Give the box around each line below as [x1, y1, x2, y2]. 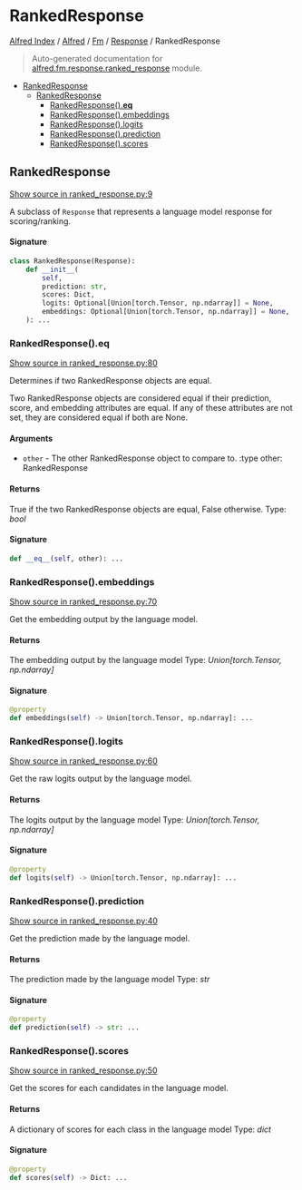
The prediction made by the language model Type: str [9, 974, 210, 985]
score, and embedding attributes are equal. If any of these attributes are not [9, 403, 293, 414]
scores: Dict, [42, 290, 95, 299]
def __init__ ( [25, 265, 79, 274]
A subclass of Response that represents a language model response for [9, 206, 273, 217]
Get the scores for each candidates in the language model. [9, 1083, 229, 1094]
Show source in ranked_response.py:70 [9, 596, 158, 608]
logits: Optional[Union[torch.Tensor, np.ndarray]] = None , [42, 298, 274, 308]
